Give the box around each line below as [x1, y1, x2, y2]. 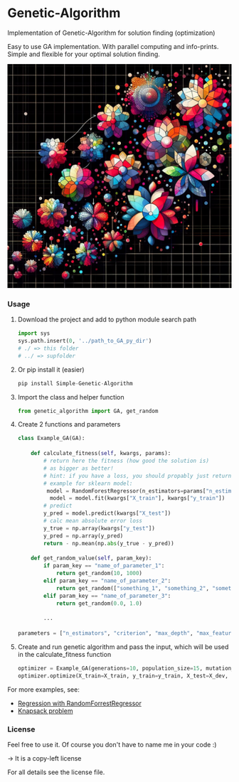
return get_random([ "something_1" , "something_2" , [55, 584, 210, 591]
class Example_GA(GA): [17, 435, 85, 442]
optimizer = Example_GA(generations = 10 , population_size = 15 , [17, 665, 203, 673]
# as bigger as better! [43, 464, 114, 472]
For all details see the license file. [7, 768, 105, 776]
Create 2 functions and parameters [17, 420, 121, 429]
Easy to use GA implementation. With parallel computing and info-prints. [7, 42, 219, 50]
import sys [17, 330, 51, 337]
